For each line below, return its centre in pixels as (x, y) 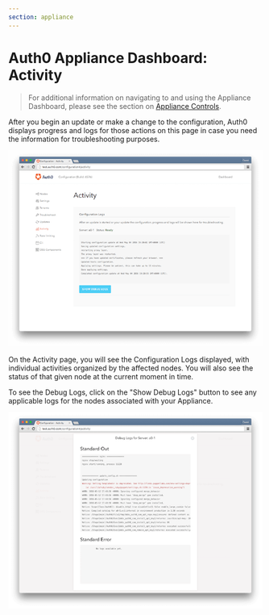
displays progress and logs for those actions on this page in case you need (133, 130)
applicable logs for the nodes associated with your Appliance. (111, 400)
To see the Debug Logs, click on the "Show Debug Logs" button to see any (133, 392)
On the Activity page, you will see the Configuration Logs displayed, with (129, 359)
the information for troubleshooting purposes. (84, 139)
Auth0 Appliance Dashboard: (108, 58)
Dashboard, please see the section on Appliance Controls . (124, 106)
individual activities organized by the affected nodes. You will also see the (131, 368)
